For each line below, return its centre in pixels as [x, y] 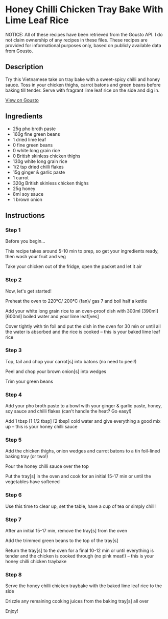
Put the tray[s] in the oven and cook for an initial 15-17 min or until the [78, 476]
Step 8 [14, 574]
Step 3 [14, 350]
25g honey [24, 189]
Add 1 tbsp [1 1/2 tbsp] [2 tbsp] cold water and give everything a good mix [83, 421]
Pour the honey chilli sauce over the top [47, 466]
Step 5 [14, 440]
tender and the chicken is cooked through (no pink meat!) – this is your [80, 556]
